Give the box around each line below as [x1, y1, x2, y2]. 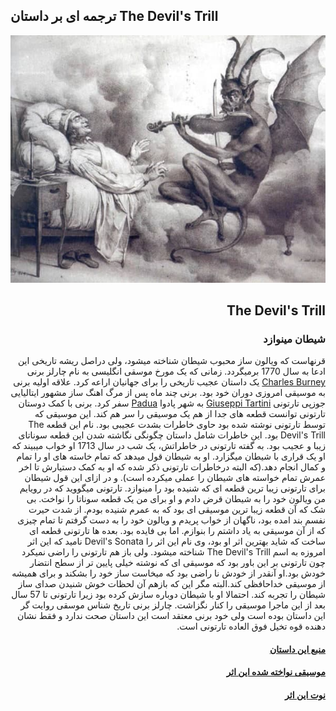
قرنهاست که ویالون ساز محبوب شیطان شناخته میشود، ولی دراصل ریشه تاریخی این [17, 355, 326, 367]
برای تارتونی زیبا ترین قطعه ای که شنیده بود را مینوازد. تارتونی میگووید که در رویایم [19, 482, 326, 494]
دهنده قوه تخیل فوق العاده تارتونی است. [176, 620, 326, 633]
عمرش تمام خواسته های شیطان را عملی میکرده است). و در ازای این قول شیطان [24, 472, 326, 484]
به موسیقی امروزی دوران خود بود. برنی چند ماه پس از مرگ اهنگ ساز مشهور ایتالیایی [10, 387, 326, 399]
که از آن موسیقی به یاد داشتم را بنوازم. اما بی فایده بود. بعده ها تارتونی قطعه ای [29, 525, 326, 537]
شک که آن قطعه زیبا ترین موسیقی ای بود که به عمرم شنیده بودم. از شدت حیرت [28, 504, 326, 516]
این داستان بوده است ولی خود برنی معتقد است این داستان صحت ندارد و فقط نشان [16, 610, 326, 622]
